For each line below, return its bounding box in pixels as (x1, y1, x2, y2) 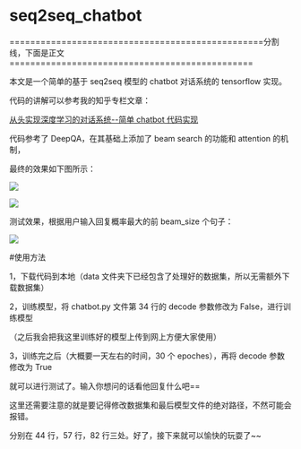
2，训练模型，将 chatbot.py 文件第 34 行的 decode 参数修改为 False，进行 (9, 301, 284, 312)
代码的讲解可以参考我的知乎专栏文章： (9, 95, 150, 106)
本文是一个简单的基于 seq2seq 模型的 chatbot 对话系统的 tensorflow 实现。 (9, 75, 287, 86)
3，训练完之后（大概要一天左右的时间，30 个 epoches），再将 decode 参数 (9, 350, 285, 361)
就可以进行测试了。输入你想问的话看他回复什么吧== (9, 380, 201, 391)
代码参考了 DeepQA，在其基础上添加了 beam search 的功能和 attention (9, 133, 271, 143)
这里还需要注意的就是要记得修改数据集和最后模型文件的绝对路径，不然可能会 (9, 400, 292, 410)
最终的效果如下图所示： (9, 163, 96, 174)
